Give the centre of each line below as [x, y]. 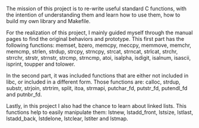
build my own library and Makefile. [48, 21]
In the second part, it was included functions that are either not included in [97, 76]
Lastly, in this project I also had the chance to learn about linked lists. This [97, 106]
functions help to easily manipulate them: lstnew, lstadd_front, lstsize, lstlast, [100, 112]
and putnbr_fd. [24, 95]
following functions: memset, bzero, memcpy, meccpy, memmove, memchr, [99, 45]
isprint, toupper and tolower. [41, 64]
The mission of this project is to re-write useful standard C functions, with [97, 9]
